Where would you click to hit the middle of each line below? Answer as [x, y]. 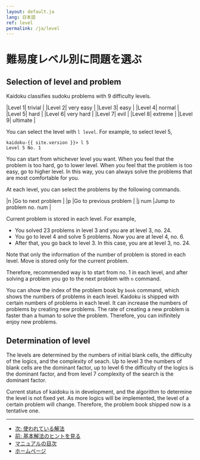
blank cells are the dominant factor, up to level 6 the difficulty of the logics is [100, 368]
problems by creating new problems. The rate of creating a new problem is [98, 309]
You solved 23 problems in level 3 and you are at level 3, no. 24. [93, 230]
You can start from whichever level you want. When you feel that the [90, 159]
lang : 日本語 [21, 17]
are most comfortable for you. [43, 178]
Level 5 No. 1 [24, 148]
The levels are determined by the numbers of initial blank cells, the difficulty [99, 355]
